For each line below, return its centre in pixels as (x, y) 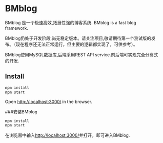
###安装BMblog (21, 112)
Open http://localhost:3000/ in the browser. (49, 102)
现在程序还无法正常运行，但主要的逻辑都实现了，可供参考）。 (76, 44)
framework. (17, 28)
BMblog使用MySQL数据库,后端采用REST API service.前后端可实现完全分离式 (82, 55)
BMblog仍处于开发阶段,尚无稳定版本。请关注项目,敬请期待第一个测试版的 (78, 38)
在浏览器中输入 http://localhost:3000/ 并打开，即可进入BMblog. (68, 135)
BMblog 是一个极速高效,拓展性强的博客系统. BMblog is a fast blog (71, 22)
